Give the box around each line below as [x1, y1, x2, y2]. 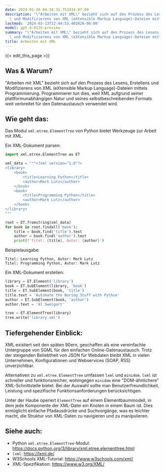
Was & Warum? [5, 67, 53, 75]
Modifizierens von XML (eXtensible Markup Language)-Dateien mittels [5, 85, 148, 91]
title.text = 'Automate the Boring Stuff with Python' [5, 292, 120, 297]
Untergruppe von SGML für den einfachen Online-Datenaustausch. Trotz [5, 347, 152, 353]
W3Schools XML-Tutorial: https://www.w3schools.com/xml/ [12, 456, 134, 462]
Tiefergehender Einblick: [5, 329, 83, 337]
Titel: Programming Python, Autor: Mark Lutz [5, 261, 100, 266]
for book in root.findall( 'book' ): [5, 224, 78, 230]
